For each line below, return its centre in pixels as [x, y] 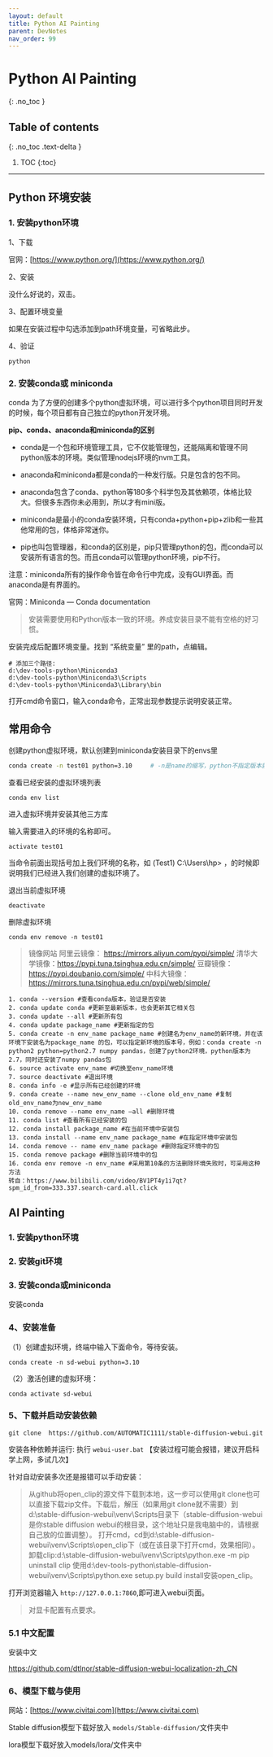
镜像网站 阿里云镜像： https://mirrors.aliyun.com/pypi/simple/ [131, 953]
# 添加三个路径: [32, 663]
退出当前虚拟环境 [37, 890]
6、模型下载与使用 [45, 1691]
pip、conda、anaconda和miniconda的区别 [81, 430]
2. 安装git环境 [35, 1261]
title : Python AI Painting [54, 24]
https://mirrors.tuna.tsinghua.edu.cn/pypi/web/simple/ [119, 982]
